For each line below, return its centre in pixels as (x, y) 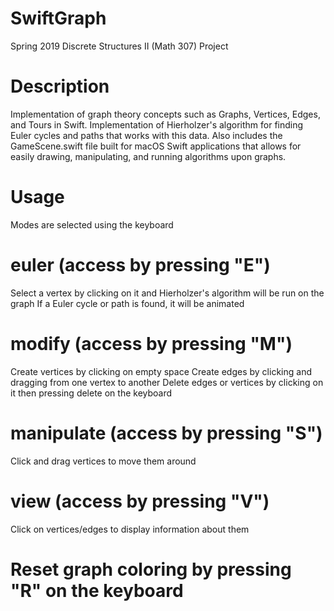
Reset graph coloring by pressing (151, 569)
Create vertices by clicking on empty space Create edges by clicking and (161, 371)
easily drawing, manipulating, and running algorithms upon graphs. (148, 156)
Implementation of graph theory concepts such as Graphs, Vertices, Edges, (165, 114)
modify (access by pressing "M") (151, 343)
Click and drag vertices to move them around (103, 461)
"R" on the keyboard (97, 590)
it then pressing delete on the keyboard (91, 393)
